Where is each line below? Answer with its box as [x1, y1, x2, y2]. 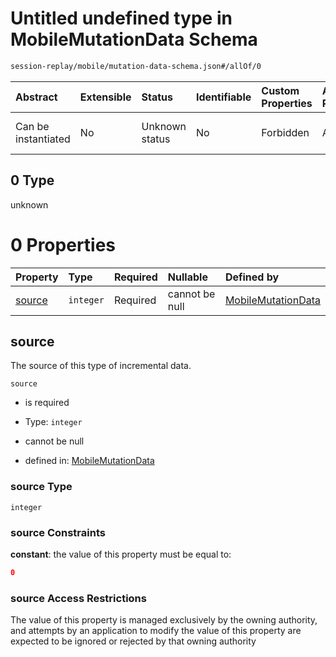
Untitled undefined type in [10, 7, 233, 30]
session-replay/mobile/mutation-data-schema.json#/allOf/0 [10, 61, 262, 71]
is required [24, 397, 70, 409]
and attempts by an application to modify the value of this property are [10, 625, 302, 637]
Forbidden [261, 125, 310, 139]
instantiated [15, 132, 71, 146]
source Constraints [10, 525, 106, 539]
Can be [15, 119, 50, 133]
